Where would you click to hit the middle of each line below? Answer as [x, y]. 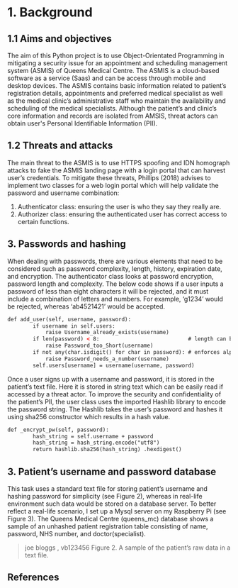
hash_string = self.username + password [93, 436]
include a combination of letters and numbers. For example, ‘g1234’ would [115, 299]
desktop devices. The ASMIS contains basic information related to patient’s [117, 85]
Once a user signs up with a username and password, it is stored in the [111, 379]
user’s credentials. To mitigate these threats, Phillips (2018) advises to [109, 177]
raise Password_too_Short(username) [99, 346]
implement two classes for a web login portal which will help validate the [113, 185]
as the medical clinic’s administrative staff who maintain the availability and [117, 101]
